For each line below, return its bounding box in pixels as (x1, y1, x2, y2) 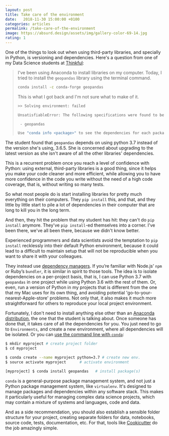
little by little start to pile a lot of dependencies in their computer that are (5, 202, 155, 208)
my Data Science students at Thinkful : (5, 60, 84, 66)
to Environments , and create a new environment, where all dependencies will (5, 326, 163, 332)
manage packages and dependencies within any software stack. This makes (5, 388, 163, 394)
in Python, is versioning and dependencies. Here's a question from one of (5, 54, 158, 60)
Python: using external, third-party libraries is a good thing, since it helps (5, 165, 156, 171)
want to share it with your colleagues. (5, 253, 83, 259)
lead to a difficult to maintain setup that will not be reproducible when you (5, 248, 158, 254)
